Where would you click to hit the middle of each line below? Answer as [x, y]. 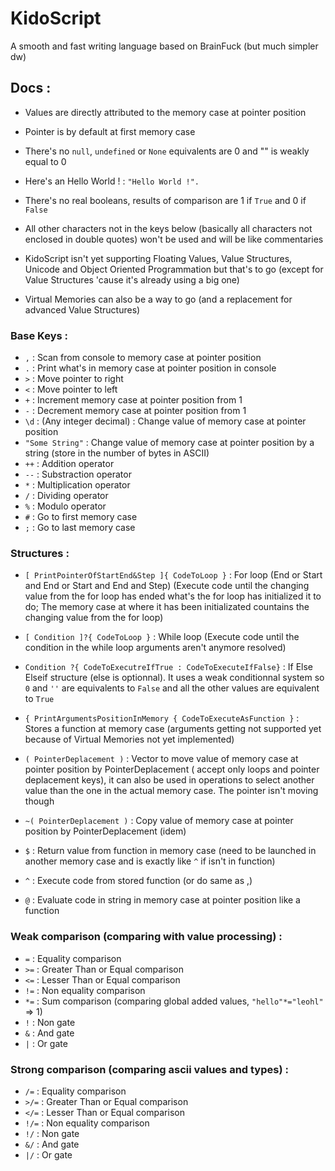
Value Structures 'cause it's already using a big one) [132, 279]
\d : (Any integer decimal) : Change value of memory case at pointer [165, 421]
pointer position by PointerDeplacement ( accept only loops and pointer [172, 769]
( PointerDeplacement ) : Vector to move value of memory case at [161, 759]
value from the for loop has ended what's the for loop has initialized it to [173, 596]
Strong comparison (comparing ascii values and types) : [149, 1069]
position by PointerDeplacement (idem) [105, 831]
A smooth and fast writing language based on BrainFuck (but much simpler [164, 46]
